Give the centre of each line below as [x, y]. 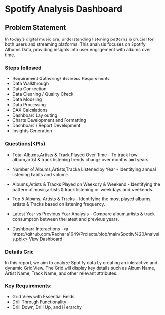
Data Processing [29, 105]
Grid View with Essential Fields [43, 297]
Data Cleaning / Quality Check [43, 94]
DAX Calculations [30, 110]
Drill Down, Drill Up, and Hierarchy [47, 307]
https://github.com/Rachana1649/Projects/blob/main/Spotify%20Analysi [86, 234]
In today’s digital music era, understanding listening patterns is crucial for [79, 39]
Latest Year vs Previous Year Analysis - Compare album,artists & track [83, 214]
